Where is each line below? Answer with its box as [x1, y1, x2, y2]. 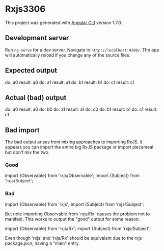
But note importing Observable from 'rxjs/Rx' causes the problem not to [5, 211, 150, 217]
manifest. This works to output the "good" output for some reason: [5, 216, 140, 222]
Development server [5, 34, 69, 42]
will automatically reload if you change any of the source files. [5, 52, 131, 58]
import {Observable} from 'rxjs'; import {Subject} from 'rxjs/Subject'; [5, 201, 144, 207]
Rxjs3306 [5, 3, 46, 15]
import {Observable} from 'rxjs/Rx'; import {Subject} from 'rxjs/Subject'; [5, 226, 151, 231]
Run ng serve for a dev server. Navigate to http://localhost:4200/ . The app [5, 47, 160, 52]
